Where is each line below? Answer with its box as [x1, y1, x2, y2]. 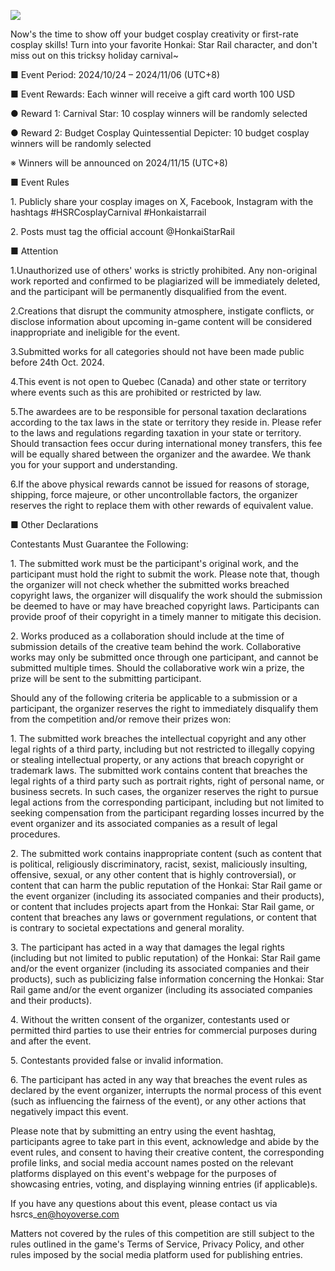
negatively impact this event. [10, 1106, 129, 1117]
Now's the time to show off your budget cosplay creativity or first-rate [10, 28, 299, 40]
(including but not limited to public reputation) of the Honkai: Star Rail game [10, 952, 321, 964]
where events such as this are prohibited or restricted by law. [10, 386, 262, 398]
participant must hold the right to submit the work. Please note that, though [10, 568, 320, 580]
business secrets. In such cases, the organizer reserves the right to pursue [10, 786, 319, 797]
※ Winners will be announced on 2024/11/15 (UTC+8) [10, 157, 228, 169]
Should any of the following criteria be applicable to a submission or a [10, 692, 298, 704]
